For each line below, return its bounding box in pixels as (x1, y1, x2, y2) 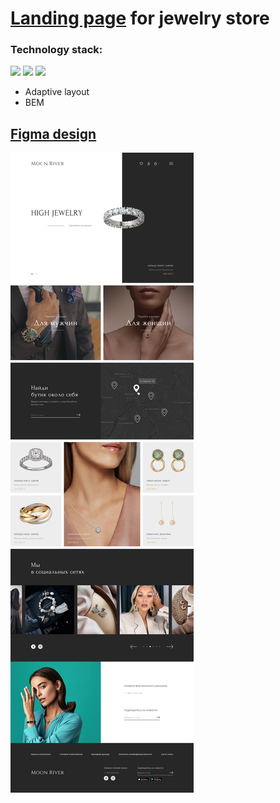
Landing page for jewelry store (10, 7, 270, 30)
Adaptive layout (24, 86, 90, 98)
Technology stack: (10, 43, 103, 57)
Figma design (10, 125, 97, 142)
